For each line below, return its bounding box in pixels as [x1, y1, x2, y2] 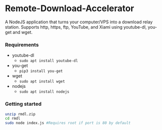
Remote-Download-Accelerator [5, 3, 134, 14]
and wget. [13, 29, 33, 35]
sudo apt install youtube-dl [19, 59, 78, 64]
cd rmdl [5, 116, 21, 121]
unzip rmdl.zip [5, 112, 36, 116]
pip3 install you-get [19, 69, 63, 74]
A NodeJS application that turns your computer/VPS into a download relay [5, 19, 153, 25]
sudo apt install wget [19, 79, 65, 84]
